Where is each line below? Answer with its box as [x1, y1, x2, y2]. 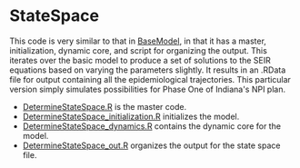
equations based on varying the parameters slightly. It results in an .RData [9, 64, 286, 75]
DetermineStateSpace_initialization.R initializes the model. [22, 111, 240, 122]
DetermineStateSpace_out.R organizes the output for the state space [22, 140, 281, 151]
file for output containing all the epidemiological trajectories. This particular [9, 74, 291, 84]
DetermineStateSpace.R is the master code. [22, 101, 187, 112]
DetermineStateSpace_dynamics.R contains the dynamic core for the [22, 120, 282, 132]
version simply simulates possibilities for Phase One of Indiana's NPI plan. [9, 84, 286, 94]
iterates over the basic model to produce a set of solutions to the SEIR [9, 54, 271, 65]
